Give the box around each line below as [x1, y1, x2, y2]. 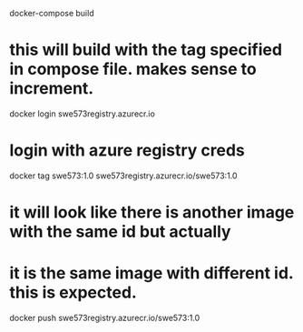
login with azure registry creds [9, 140, 245, 161]
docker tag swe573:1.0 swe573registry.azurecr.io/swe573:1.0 [9, 170, 238, 181]
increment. [9, 78, 94, 99]
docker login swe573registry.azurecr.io [9, 108, 156, 119]
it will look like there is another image [9, 202, 295, 223]
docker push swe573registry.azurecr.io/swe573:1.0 [9, 313, 200, 323]
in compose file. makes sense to [9, 59, 257, 80]
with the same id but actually [9, 222, 231, 242]
